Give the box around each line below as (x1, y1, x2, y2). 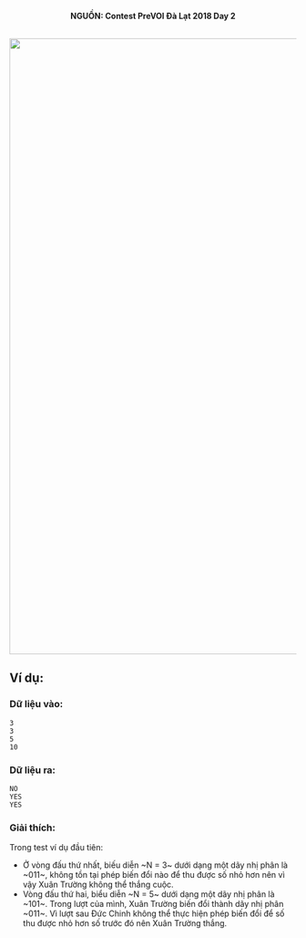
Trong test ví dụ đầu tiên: (9, 842, 104, 853)
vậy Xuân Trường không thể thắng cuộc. (22, 879, 175, 891)
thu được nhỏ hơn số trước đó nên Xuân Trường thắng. (22, 918, 228, 929)
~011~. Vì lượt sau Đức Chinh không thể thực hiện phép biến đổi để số (22, 908, 285, 919)
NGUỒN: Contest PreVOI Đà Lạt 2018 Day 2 (70, 11, 236, 21)
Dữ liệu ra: (9, 764, 56, 776)
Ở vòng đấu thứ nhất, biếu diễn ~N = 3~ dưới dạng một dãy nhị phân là (22, 860, 289, 870)
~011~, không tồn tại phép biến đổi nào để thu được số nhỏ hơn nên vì (22, 870, 285, 881)
